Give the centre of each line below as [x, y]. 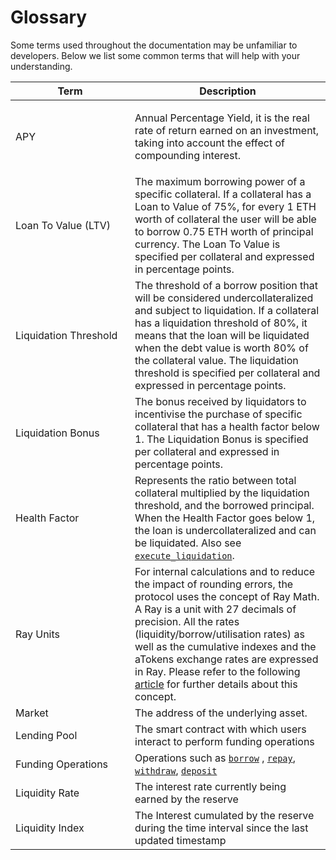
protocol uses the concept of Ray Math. [227, 596]
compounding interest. [188, 155]
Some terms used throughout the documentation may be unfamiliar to [154, 45]
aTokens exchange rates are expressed [226, 659]
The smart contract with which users [220, 729]
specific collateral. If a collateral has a [223, 194]
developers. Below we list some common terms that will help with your [155, 55]
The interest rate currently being [210, 786]
